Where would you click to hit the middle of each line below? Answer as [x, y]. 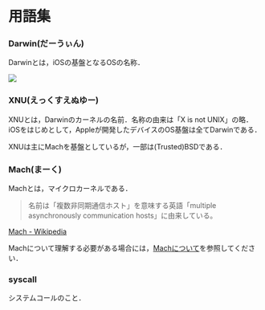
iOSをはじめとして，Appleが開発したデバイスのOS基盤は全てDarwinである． [135, 129]
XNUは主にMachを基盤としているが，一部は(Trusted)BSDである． [118, 146]
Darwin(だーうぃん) [46, 43]
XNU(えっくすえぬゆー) [53, 100]
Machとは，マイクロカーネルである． [70, 189]
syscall [23, 279]
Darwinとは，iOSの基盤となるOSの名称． [76, 63]
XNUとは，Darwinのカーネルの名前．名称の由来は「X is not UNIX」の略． [130, 119]
